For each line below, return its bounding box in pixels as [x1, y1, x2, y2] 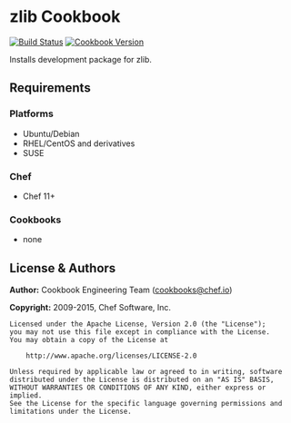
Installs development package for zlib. [9, 54, 153, 64]
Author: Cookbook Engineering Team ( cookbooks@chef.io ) [9, 284, 233, 296]
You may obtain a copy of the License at [9, 336, 169, 345]
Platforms [9, 107, 55, 120]
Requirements [9, 80, 91, 96]
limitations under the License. [9, 407, 132, 417]
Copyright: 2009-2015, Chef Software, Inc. [9, 302, 171, 313]
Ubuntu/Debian [22, 128, 80, 139]
